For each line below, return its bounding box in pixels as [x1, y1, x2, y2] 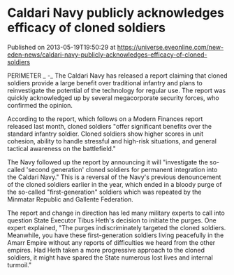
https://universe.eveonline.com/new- [117, 43, 224, 51]
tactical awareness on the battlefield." [7, 144, 117, 153]
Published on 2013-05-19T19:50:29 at [7, 43, 116, 51]
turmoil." [7, 260, 32, 269]
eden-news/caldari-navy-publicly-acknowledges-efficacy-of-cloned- [7, 50, 207, 59]
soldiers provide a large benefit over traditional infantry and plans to [7, 78, 203, 87]
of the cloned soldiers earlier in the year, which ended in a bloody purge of [7, 180, 222, 188]
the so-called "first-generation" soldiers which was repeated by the [7, 188, 202, 196]
